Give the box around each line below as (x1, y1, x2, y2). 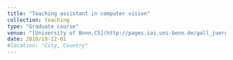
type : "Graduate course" (7, 23, 79, 30)
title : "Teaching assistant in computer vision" (7, 10, 150, 17)
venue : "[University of (7, 29, 76, 37)
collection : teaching (7, 17, 70, 23)
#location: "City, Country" (7, 42, 89, 49)
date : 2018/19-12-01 (7, 36, 67, 43)
